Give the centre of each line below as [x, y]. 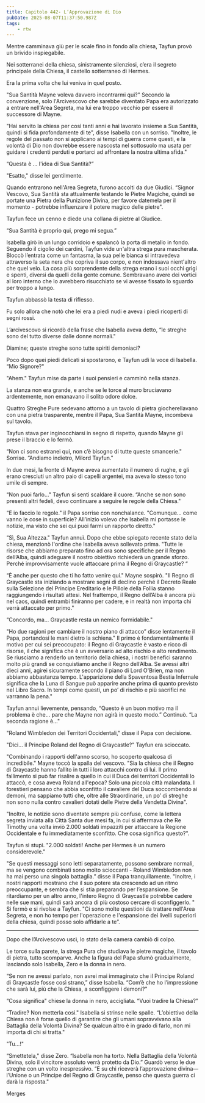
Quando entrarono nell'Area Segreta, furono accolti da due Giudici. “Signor [100, 187]
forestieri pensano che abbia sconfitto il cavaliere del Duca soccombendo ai [102, 789]
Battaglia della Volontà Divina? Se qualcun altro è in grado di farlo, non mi [99, 1025]
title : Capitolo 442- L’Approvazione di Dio [64, 12]
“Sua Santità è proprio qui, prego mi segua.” [62, 231]
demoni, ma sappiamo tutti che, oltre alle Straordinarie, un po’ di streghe [97, 796]
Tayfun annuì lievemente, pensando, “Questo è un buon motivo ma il [92, 708]
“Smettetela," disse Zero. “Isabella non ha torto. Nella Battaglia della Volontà [102, 1056]
